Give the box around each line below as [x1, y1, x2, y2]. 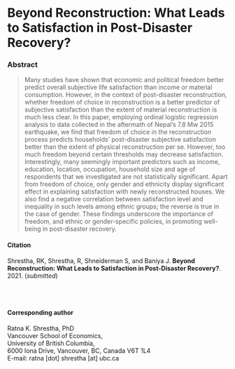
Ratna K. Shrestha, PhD [7, 324, 75, 333]
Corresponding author [7, 309, 73, 317]
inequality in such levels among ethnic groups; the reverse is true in [24, 202, 220, 211]
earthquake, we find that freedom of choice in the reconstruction [24, 128, 212, 136]
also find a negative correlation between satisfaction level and [24, 195, 204, 203]
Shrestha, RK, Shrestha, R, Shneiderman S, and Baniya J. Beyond [7, 256, 196, 264]
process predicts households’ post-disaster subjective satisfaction [24, 135, 217, 144]
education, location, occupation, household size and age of [24, 165, 196, 173]
